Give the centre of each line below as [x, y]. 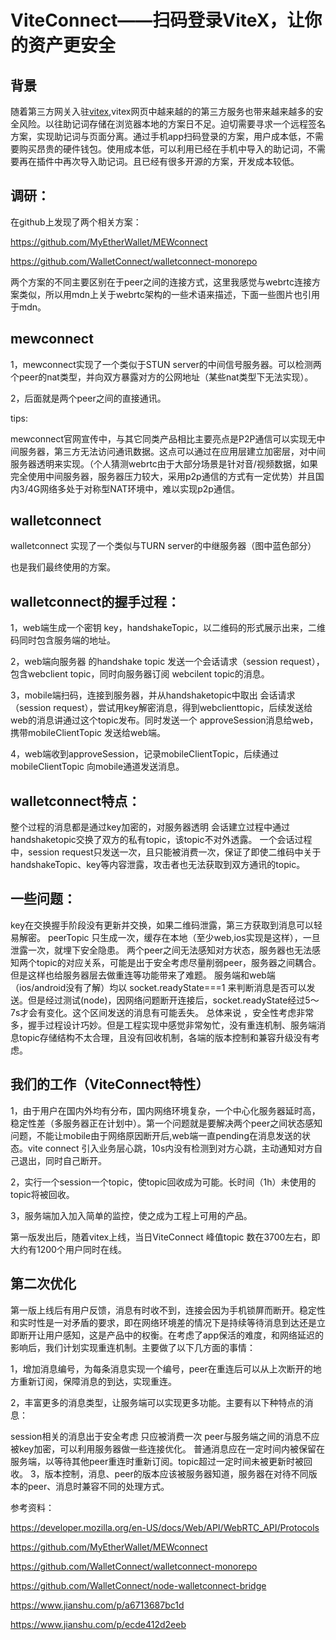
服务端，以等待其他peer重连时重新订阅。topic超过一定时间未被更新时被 [157, 1461]
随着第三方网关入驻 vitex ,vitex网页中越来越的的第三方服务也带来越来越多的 [162, 111]
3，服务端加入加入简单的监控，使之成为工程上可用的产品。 [131, 1215]
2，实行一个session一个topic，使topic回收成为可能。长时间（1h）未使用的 [163, 1182]
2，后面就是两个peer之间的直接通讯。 [88, 398]
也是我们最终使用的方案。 [63, 567]
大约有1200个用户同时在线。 [68, 1249]
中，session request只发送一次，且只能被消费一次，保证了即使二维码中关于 [166, 852]
